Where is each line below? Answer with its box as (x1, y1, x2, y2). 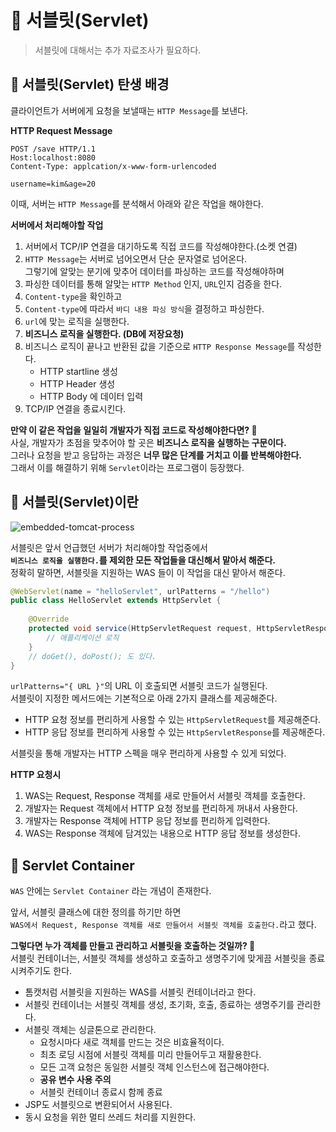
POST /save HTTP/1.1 (10, 144, 97, 154)
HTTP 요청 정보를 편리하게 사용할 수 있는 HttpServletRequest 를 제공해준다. (24, 714, 322, 726)
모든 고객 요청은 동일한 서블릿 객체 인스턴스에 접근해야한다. (39, 1061, 270, 1073)
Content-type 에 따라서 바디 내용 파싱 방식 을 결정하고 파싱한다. (24, 302, 265, 315)
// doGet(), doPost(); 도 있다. (28, 651, 157, 661)
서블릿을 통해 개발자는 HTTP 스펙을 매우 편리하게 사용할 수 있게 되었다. (10, 747, 287, 760)
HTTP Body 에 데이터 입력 (39, 390, 144, 402)
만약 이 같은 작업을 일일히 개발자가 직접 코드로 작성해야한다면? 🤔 (10, 424, 258, 436)
